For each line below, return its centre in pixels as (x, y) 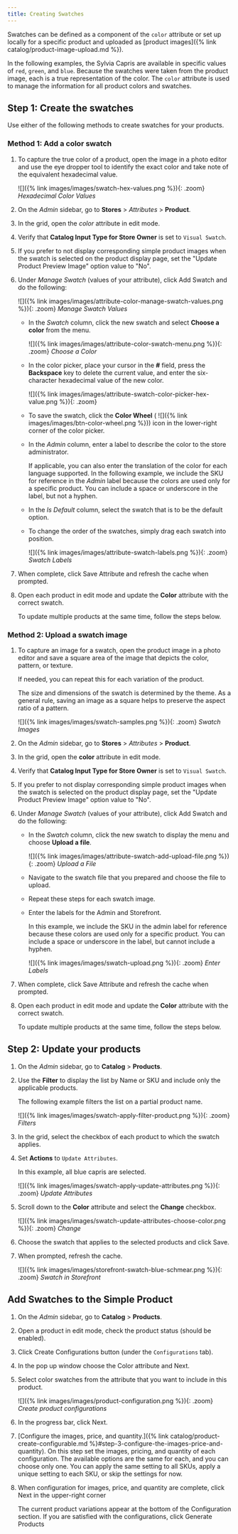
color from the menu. (59, 330)
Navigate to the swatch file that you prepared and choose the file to (127, 878)
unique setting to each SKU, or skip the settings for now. (100, 1474)
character (42, 380)
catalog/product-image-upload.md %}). (66, 49)
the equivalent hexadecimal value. (67, 174)
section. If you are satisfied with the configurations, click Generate (115, 1516)
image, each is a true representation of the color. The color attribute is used (118, 78)
